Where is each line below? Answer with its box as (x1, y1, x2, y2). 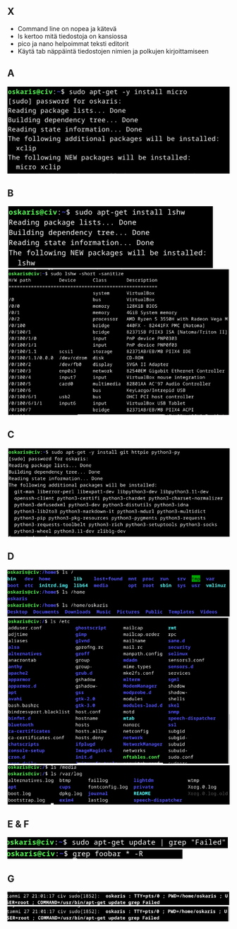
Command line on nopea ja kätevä (17, 24, 117, 32)
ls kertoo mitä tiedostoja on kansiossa (17, 32, 128, 40)
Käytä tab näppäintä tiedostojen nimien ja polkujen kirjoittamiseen (17, 47, 209, 55)
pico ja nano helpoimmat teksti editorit (17, 39, 129, 48)
